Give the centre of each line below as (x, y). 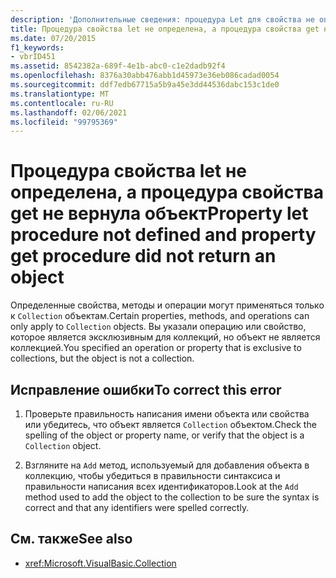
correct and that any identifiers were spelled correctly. (137, 507)
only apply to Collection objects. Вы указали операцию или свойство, (158, 327)
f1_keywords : (37, 47)
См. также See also (71, 539)
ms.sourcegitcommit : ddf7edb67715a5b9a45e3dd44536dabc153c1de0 (145, 85)
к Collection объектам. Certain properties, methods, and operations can (160, 316)
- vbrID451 (33, 57)
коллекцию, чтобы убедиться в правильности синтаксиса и (152, 475)
